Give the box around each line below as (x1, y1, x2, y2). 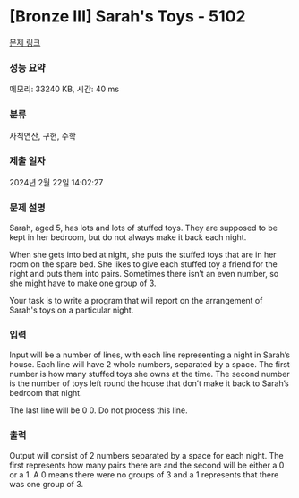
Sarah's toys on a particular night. (9, 305, 134, 315)
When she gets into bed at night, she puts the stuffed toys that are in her (9, 249, 277, 261)
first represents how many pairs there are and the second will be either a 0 (9, 459, 285, 470)
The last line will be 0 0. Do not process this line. (9, 405, 188, 416)
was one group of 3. (9, 478, 84, 489)
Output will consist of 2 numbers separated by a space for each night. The (9, 450, 284, 460)
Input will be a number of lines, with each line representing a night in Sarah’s (9, 349, 291, 360)
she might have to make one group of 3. (9, 278, 157, 288)
